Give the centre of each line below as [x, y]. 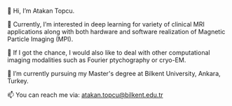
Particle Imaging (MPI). [40, 39]
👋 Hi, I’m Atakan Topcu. [41, 11]
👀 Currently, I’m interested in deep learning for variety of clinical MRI [106, 24]
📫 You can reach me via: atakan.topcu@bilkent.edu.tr [85, 95]
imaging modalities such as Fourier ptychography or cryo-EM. [97, 60]
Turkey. [18, 81]
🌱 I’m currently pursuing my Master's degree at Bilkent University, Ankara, [114, 74]
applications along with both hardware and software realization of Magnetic [116, 32]
